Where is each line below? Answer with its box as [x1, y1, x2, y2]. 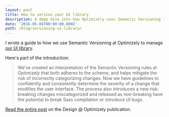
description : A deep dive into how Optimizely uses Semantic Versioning [5, 17, 161, 22]
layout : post [5, 7, 33, 13]
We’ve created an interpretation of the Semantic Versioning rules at [17, 65, 157, 71]
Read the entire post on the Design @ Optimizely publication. [5, 106, 132, 112]
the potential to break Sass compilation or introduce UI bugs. [17, 96, 144, 103]
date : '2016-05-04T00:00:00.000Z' [5, 21, 78, 27]
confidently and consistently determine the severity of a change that [17, 81, 160, 87]
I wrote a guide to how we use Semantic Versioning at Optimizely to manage [5, 40, 163, 46]
